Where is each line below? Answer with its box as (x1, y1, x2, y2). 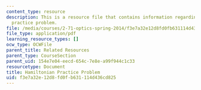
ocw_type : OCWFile (6, 42, 52, 48)
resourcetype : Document (6, 63, 66, 70)
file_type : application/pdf (6, 31, 77, 37)
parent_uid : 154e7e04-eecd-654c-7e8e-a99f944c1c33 (6, 58, 135, 64)
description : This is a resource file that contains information (6, 14, 172, 20)
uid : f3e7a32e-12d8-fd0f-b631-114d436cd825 (6, 75, 117, 81)
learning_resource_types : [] (6, 36, 79, 42)
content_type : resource (6, 8, 66, 15)
